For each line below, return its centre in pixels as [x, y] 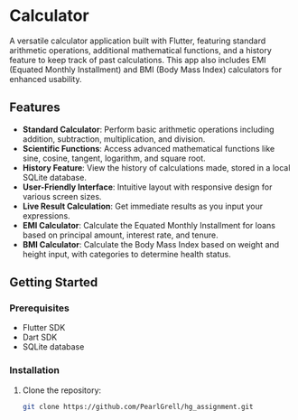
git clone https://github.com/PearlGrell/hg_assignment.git [138, 406]
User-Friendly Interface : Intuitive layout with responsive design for [147, 187]
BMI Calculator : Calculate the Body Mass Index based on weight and [151, 244]
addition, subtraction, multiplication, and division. [114, 139]
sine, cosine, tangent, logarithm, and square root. [114, 158]
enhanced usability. [46, 79]
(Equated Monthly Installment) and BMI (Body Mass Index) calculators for [146, 70]
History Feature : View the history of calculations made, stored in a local [156, 167]
